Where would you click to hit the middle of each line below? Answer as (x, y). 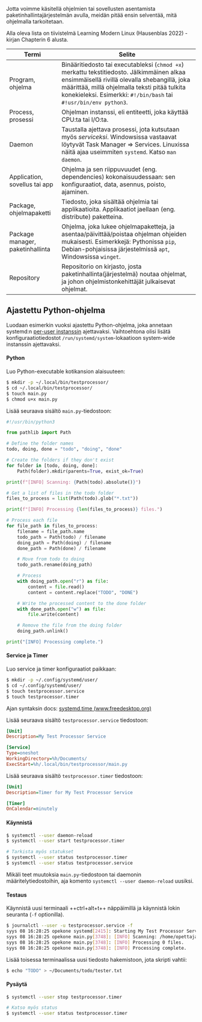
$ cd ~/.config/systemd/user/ (44, 685)
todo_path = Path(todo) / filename (62, 537)
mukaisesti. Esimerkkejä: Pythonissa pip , (119, 242)
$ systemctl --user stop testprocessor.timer (64, 997)
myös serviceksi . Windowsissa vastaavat (119, 137)
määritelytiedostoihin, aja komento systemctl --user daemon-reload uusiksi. (100, 881)
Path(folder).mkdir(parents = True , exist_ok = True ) (81, 471)
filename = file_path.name (51, 531)
